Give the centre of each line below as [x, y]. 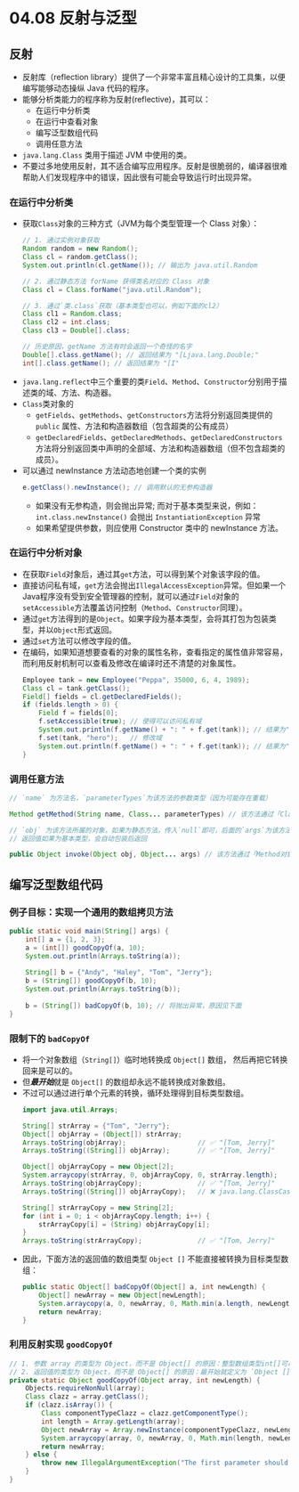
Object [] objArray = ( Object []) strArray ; [102, 1134]
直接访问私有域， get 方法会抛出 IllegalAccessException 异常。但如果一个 [154, 585]
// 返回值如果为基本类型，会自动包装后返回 [78, 838]
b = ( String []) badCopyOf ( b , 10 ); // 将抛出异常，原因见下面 [133, 1006]
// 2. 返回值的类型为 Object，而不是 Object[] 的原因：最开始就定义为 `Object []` [152, 1372]
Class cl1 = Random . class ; [72, 314]
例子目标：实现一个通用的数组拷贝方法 [91, 912]
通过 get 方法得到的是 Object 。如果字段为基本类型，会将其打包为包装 [145, 618]
